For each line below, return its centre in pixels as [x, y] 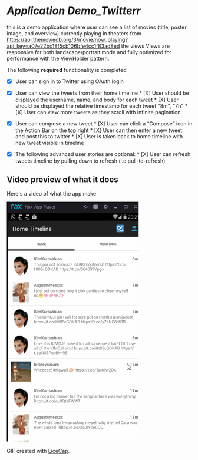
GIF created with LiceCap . [38, 451]
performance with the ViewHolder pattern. [58, 58]
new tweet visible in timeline [49, 143]
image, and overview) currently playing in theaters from [74, 33]
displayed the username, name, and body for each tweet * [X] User [97, 100]
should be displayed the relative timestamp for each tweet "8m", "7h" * [101, 106]
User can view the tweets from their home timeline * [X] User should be [102, 93]
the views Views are [146, 46]
